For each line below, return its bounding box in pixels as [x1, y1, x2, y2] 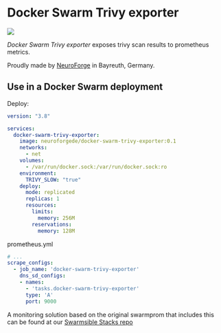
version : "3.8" [7, 112, 51, 120]
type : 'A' [25, 291, 54, 299]
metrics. [7, 47, 31, 56]
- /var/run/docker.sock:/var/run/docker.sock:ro [25, 163, 167, 170]
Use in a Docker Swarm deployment [7, 81, 163, 93]
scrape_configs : [7, 259, 54, 266]
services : [7, 125, 36, 132]
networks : [19, 144, 48, 151]
